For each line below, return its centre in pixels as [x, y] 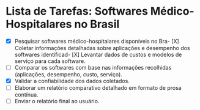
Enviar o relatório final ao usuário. [57, 101]
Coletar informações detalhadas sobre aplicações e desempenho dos [102, 48]
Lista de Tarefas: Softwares [77, 11]
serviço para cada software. [50, 61]
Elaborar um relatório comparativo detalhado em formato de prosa [98, 88]
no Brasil [97, 24]
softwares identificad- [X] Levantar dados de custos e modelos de [98, 54]
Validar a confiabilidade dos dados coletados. [72, 81]
